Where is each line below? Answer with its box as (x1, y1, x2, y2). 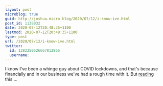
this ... (5, 76, 18, 82)
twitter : (5, 43, 23, 48)
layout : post (5, 7, 32, 12)
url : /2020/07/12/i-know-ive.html (5, 39, 76, 44)
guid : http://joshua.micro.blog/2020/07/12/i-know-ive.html (5, 16, 131, 21)
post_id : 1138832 (5, 21, 41, 26)
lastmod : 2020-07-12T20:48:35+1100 (5, 30, 78, 35)
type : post (5, 35, 27, 40)
